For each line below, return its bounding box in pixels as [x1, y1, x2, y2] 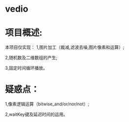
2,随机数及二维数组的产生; [5, 55, 58, 61]
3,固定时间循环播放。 [5, 65, 48, 71]
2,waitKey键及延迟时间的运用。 [5, 111, 68, 118]
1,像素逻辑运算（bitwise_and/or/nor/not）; [5, 101, 89, 107]
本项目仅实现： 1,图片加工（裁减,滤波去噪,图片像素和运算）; [5, 44, 125, 50]
